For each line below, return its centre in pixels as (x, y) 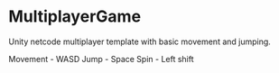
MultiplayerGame (75, 17)
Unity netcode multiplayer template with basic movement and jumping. (140, 41)
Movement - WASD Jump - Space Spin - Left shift (102, 59)
